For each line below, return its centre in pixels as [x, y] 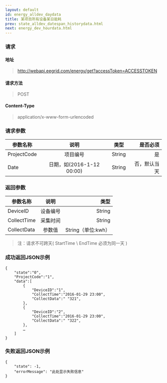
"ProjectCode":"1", [34, 277]
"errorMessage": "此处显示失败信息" [49, 372]
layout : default [22, 10]
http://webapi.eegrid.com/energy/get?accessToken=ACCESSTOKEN [87, 71]
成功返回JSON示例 [28, 257]
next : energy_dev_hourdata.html [39, 28]
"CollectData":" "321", [56, 299]
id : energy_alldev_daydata [33, 14]
